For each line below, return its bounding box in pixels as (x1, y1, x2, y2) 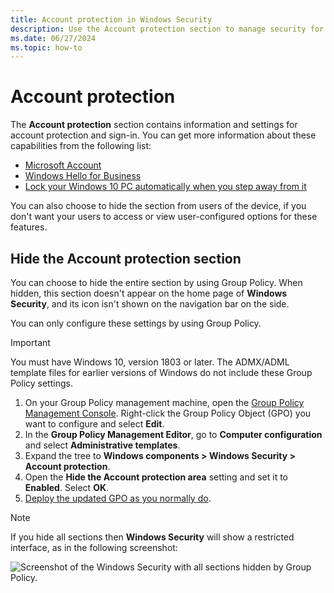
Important (10, 337, 51, 348)
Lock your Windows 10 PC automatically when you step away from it (24, 181, 307, 193)
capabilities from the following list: (10, 140, 152, 152)
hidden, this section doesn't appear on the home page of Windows (10, 287, 288, 299)
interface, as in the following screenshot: (10, 542, 178, 553)
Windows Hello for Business (24, 170, 142, 182)
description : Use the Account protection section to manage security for (10, 24, 325, 34)
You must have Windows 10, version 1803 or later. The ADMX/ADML (10, 356, 290, 368)
